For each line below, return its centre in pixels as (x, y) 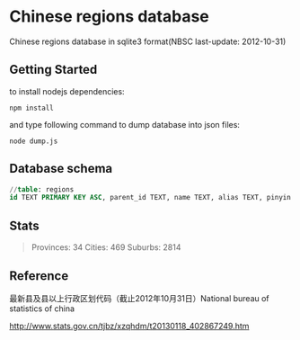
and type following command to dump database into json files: (125, 124)
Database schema (61, 169)
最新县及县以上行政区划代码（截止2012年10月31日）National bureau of (139, 298)
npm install (31, 108)
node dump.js (34, 141)
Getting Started (53, 70)
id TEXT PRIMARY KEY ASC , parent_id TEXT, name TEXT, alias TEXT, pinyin (150, 198)
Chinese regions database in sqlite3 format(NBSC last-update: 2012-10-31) (148, 41)
